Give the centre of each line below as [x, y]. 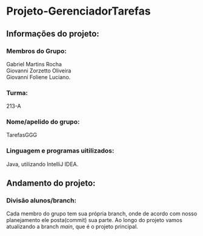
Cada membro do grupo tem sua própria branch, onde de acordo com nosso [102, 213]
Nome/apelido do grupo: [43, 122]
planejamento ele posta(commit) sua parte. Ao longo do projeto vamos [95, 220]
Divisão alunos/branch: [42, 201]
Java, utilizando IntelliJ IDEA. [42, 164]
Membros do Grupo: [36, 51]
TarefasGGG [22, 135]
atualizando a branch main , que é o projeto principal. [72, 227]
